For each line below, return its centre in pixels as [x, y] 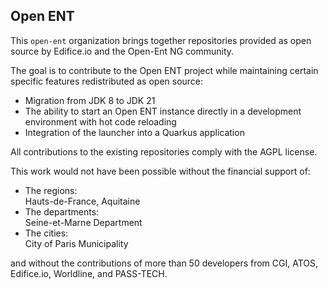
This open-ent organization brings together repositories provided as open [161, 40]
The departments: [62, 211]
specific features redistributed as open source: [107, 81]
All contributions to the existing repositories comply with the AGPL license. [164, 151]
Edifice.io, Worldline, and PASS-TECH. [89, 273]
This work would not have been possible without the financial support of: [160, 171]
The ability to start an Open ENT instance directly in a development [163, 111]
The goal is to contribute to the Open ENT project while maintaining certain [164, 70]
